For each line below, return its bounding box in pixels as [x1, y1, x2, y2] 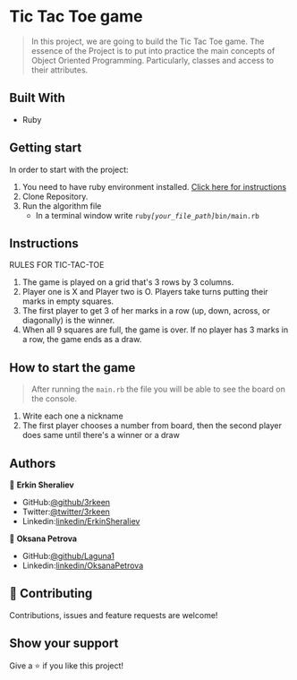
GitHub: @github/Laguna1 [21, 551, 115, 561]
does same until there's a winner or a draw [21, 430, 181, 441]
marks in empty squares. [21, 296, 115, 306]
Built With [9, 90, 65, 106]
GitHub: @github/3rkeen [21, 497, 110, 507]
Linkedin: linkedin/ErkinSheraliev [21, 516, 140, 526]
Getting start [9, 141, 82, 156]
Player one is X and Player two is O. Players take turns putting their [21, 287, 268, 297]
